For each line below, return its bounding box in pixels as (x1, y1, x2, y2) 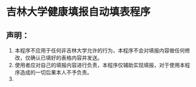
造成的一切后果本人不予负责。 (19, 69, 92, 76)
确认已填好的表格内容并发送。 (30, 54, 103, 61)
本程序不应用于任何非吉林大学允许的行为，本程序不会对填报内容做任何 (14, 47, 185, 54)
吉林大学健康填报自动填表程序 (6, 5, 151, 19)
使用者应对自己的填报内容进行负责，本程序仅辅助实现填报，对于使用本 (14, 62, 185, 68)
